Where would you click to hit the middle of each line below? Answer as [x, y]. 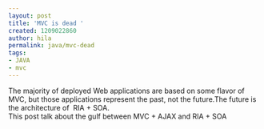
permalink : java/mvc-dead [51, 46]
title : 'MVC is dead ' [46, 23]
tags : [17, 53]
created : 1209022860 [43, 30]
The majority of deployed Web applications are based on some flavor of [127, 91]
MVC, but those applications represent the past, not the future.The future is [132, 99]
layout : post [30, 16]
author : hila [30, 38]
